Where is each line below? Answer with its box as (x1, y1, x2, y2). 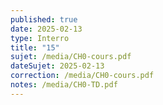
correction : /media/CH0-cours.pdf (10, 71, 155, 81)
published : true (10, 14, 78, 25)
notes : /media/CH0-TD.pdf (10, 80, 118, 90)
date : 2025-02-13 (10, 24, 83, 34)
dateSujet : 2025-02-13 (10, 61, 105, 71)
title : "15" (10, 42, 60, 53)
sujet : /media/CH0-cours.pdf (10, 52, 132, 62)
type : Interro (10, 33, 70, 43)
